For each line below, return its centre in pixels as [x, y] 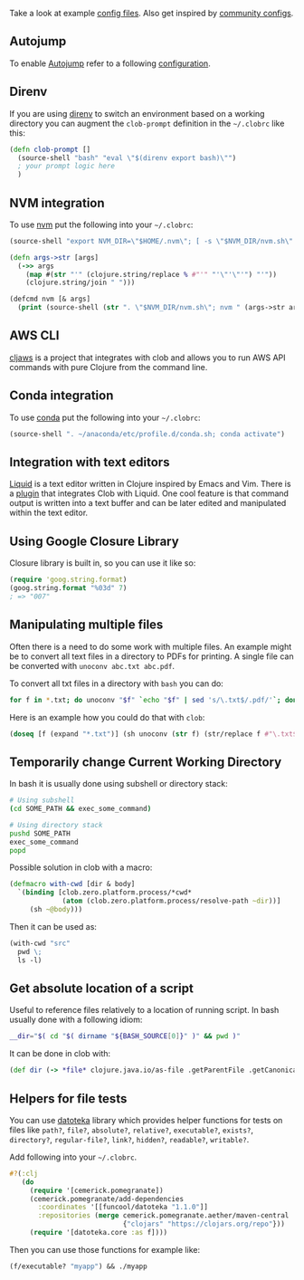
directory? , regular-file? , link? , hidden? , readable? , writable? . [129, 1139]
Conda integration [62, 396]
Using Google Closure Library [94, 541]
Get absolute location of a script [102, 988]
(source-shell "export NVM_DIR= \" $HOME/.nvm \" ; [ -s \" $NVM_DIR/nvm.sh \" [152, 241]
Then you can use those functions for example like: [105, 1249]
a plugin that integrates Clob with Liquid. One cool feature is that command [149, 493]
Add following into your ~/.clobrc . [73, 1157]
